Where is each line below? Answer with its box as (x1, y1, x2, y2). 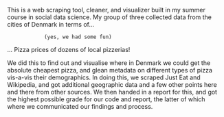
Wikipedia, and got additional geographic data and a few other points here (7, 81, 218, 88)
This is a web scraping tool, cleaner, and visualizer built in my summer (7, 6, 206, 14)
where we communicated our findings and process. (7, 103, 153, 110)
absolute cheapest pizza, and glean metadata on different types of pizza (7, 66, 213, 74)
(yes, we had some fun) (43, 34, 112, 40)
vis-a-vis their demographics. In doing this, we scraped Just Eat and (7, 73, 201, 81)
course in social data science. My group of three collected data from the (7, 13, 212, 21)
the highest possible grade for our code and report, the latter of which (7, 95, 205, 103)
